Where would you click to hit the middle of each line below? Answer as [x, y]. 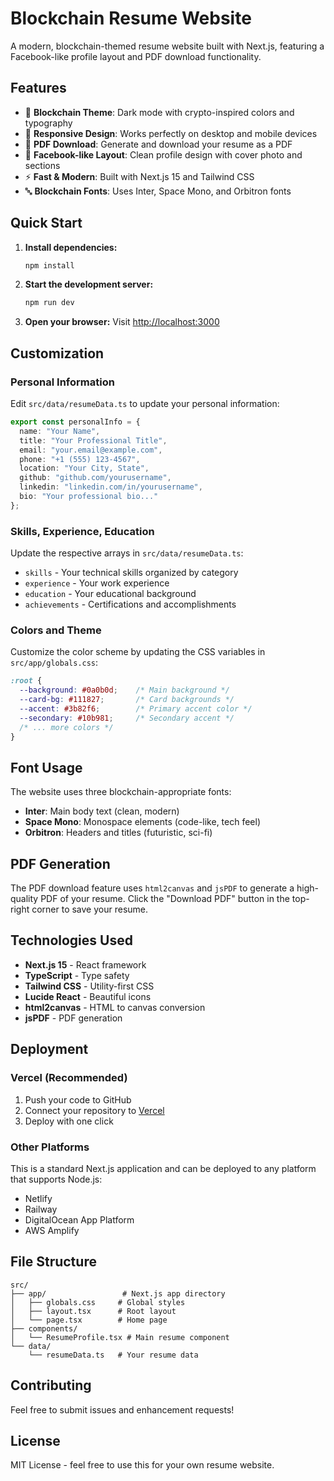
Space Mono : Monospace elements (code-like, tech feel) [143, 822]
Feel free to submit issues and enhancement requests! [122, 1409]
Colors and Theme [56, 630]
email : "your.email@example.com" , [91, 450]
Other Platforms [50, 1147]
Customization [57, 353]
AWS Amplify [52, 1230]
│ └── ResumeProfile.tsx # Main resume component [120, 1337]
